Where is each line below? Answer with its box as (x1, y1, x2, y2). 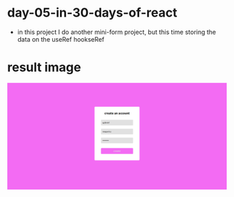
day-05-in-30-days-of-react (7, 5, 178, 21)
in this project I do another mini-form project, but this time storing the (17, 28, 217, 36)
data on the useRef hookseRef (17, 35, 104, 43)
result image (7, 60, 81, 76)
